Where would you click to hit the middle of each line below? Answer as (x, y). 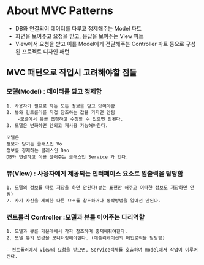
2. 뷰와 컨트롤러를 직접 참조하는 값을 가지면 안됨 (61, 112)
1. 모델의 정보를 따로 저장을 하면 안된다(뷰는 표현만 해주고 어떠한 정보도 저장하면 (97, 188)
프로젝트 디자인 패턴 (46, 51)
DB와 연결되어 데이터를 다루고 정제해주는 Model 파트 (78, 28)
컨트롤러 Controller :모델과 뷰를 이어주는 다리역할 (76, 217)
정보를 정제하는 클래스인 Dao (38, 150)
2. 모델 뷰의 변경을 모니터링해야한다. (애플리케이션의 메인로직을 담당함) (86, 238)
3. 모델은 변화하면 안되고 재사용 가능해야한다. (57, 125)
